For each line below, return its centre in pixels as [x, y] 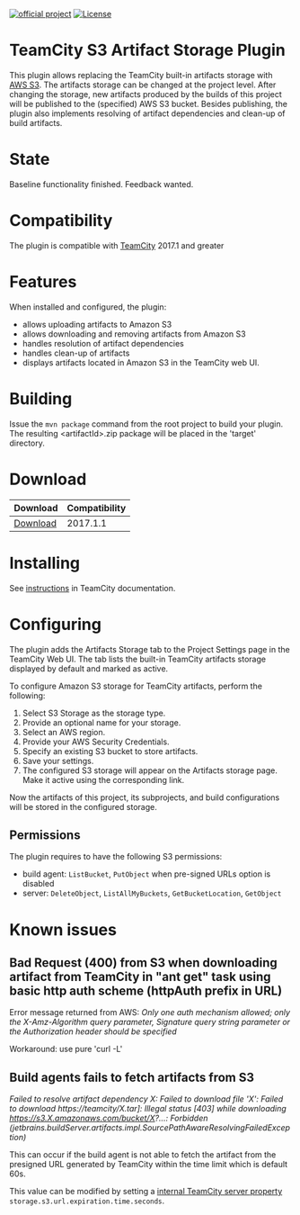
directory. [27, 443]
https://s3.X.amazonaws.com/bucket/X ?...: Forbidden [109, 1118]
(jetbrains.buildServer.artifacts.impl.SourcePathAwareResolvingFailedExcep [150, 1128]
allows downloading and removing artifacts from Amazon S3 [134, 334]
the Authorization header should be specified [93, 1031]
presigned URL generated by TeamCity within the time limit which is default [149, 1165]
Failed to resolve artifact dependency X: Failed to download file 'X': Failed [146, 1099]
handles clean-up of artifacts [76, 353]
